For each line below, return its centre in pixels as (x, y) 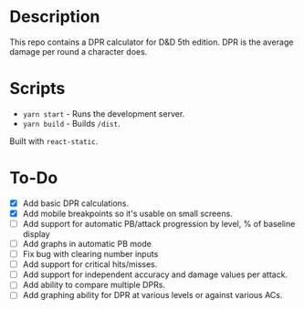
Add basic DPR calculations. (76, 203)
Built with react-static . (54, 141)
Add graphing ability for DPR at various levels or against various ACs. (152, 295)
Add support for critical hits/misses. (90, 264)
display (36, 234)
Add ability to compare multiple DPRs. (94, 285)
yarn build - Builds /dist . (71, 123)
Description (55, 17)
